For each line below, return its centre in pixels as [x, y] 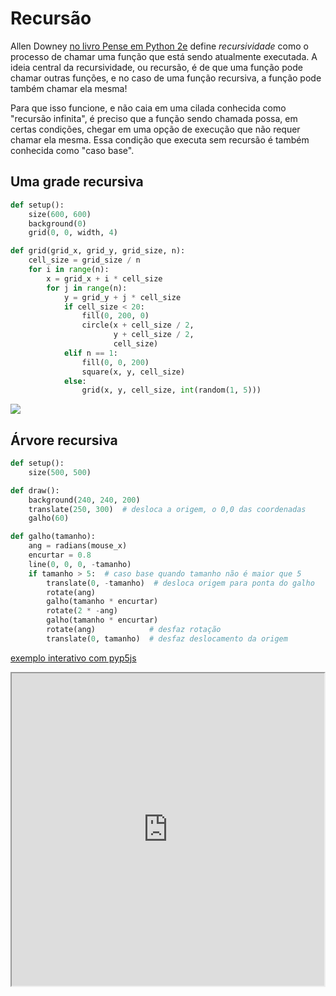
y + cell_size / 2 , [154, 335]
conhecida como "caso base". [72, 150]
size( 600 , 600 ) [60, 214]
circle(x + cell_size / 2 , [138, 325]
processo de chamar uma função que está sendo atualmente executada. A [164, 56]
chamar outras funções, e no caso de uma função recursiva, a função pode [166, 78]
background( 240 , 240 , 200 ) [84, 500]
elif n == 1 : [90, 353]
